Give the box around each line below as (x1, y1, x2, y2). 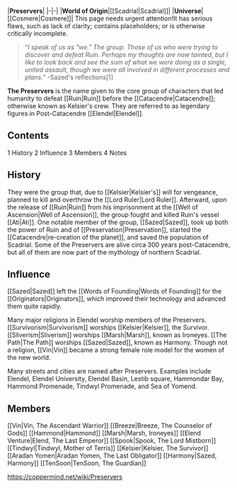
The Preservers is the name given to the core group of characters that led (7, 87, 224, 95)
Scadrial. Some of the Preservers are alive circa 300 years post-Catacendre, (7, 240, 231, 249)
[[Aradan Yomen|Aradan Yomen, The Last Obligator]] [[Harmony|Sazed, (7, 451, 217, 460)
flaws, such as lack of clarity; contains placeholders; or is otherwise (7, 22, 205, 30)
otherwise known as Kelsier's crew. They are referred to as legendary (7, 102, 210, 110)
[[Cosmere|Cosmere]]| (7, 14, 74, 23)
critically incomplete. (7, 29, 69, 37)
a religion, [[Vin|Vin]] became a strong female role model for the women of (7, 346, 225, 354)
